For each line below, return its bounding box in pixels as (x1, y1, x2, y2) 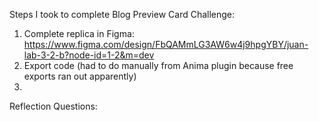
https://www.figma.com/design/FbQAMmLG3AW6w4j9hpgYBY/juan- (23, 39, 309, 50)
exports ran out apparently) (23, 70, 137, 82)
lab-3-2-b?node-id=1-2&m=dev (23, 49, 155, 61)
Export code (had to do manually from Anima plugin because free (23, 60, 294, 71)
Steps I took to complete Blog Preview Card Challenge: (9, 9, 236, 20)
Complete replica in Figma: (23, 28, 135, 39)
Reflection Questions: (9, 100, 98, 112)
